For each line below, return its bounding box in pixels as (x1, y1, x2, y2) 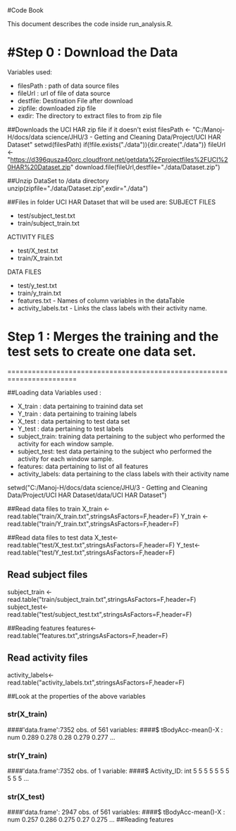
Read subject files (7, 569, 88, 581)
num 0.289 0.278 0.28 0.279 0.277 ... (7, 733, 116, 741)
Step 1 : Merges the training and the (7, 329, 219, 345)
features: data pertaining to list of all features (17, 462, 149, 470)
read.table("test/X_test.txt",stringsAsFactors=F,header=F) (7, 540, 175, 549)
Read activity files (7, 652, 88, 664)
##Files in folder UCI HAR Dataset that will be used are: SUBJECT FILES (7, 197, 216, 206)
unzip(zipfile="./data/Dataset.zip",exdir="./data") (7, 184, 149, 192)
